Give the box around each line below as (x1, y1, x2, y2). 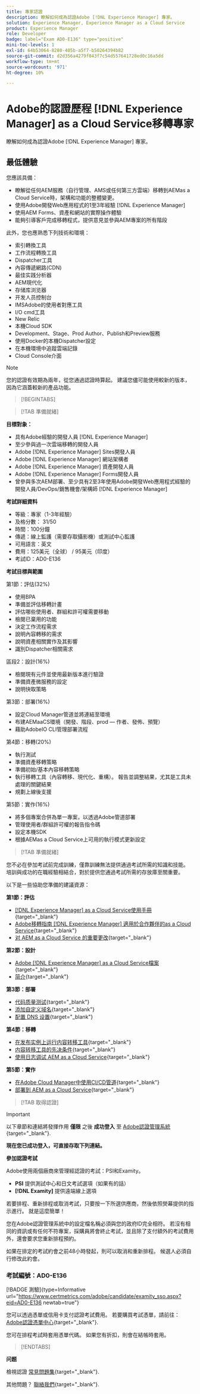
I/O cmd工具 (14, 309, 46, 315)
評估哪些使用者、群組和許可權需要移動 (14, 608, 109, 615)
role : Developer (6, 31, 46, 37)
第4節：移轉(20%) (6, 739, 52, 745)
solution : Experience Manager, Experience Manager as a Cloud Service (6, 20, 185, 26)
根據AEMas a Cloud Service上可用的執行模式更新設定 (14, 836, 146, 843)
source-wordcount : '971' (6, 64, 68, 70)
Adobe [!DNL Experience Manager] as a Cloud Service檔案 (14, 959, 160, 966)
